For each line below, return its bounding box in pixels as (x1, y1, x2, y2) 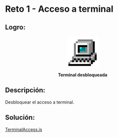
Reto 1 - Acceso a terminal (5, 3, 114, 15)
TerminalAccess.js (5, 126, 43, 132)
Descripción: (5, 86, 46, 94)
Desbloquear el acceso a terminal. (5, 99, 75, 105)
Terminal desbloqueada (58, 72, 108, 78)
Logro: (5, 23, 26, 31)
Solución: (5, 113, 35, 122)
